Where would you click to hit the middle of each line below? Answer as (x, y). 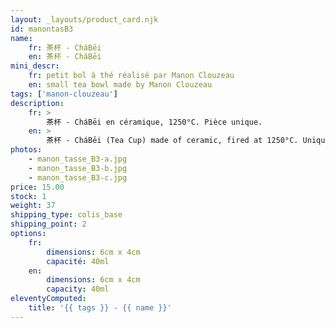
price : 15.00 (37, 187)
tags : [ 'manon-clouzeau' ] (64, 94)
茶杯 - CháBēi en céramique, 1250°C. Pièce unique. (154, 122)
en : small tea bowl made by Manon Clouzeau (120, 85)
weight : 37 (33, 206)
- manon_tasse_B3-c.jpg (78, 177)
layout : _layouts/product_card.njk (84, 19)
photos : (26, 150)
